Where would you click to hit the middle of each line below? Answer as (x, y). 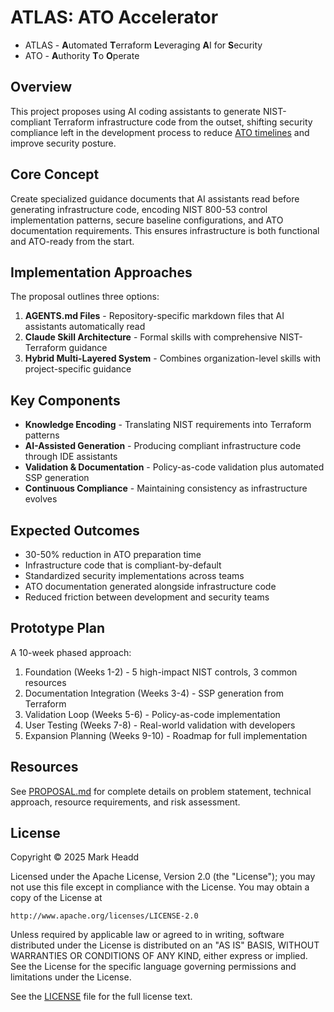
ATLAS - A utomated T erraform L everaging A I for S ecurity (143, 45)
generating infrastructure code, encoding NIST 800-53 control (139, 209)
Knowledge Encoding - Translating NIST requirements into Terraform (168, 425)
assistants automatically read (85, 327)
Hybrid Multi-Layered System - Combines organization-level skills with (173, 358)
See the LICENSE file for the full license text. (101, 997)
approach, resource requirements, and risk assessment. (125, 802)
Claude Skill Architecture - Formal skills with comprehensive (151, 337)
